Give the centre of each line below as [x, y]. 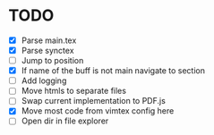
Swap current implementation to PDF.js [94, 101]
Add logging [44, 80]
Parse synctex [47, 51]
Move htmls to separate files [74, 91]
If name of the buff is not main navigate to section [113, 71]
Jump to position [52, 61]
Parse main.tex [49, 40]
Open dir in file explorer [65, 121]
